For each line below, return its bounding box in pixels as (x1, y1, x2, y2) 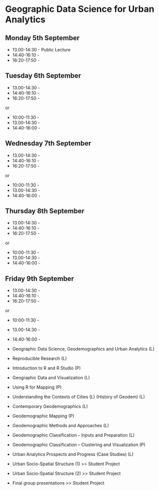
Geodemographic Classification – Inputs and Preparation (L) (12, 432, 135, 438)
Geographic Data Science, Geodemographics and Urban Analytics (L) (12, 346, 155, 352)
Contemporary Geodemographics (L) (12, 403, 88, 409)
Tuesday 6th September (5, 72, 81, 80)
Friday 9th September (5, 274, 74, 283)
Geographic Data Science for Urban (5, 3, 155, 15)
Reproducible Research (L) (12, 356, 67, 361)
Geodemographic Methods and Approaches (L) (12, 423, 109, 429)
